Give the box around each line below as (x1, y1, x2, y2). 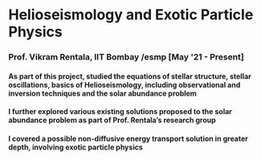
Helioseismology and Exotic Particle (8, 6, 254, 24)
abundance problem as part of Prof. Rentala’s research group (8, 115, 217, 125)
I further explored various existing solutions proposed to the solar (8, 107, 233, 117)
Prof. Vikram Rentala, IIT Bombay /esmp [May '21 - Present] (8, 51, 245, 63)
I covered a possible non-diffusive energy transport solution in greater (8, 133, 249, 143)
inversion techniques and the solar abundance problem (8, 88, 197, 98)
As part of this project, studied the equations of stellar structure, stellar (8, 71, 251, 81)
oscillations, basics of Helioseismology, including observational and (8, 80, 241, 89)
